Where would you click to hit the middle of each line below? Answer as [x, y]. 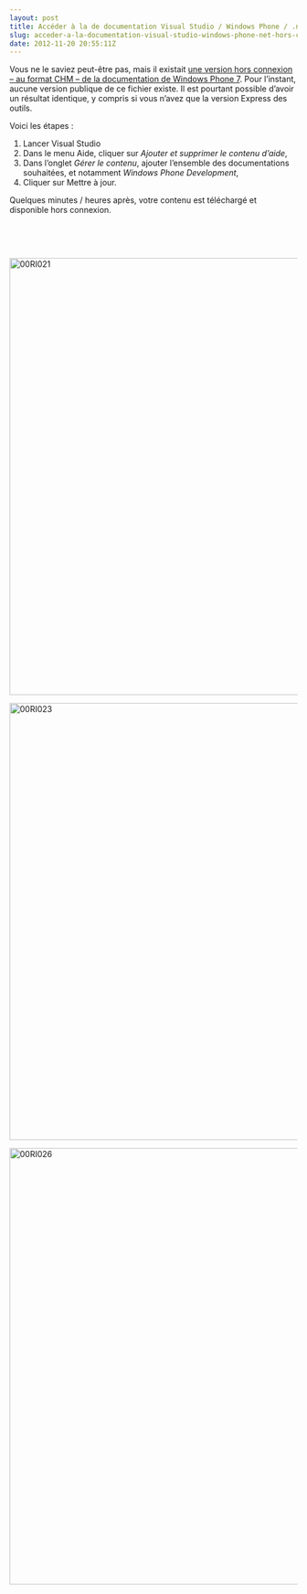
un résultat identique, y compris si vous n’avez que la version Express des [148, 99]
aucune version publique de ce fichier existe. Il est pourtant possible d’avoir [152, 89]
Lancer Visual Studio [62, 143]
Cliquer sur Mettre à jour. [69, 183]
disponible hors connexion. [60, 210]
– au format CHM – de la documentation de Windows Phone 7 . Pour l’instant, [153, 80]
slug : [20, 35]
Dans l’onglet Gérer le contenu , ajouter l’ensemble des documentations [156, 163]
